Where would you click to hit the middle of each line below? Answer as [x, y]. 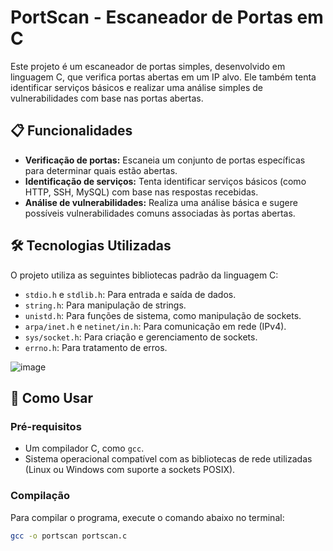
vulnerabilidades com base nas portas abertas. [107, 98]
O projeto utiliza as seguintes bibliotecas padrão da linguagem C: [144, 275]
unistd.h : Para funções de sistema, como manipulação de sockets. [163, 315]
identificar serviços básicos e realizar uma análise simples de [136, 87]
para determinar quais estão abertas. [101, 170]
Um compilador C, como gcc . [84, 448]
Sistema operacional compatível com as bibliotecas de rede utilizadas [168, 459]
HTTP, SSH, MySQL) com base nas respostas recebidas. [141, 192]
